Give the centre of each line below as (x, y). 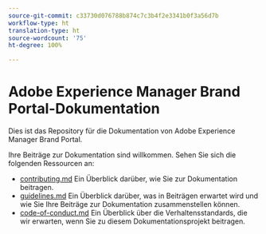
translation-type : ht (44, 30)
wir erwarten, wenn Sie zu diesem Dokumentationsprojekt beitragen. (132, 221)
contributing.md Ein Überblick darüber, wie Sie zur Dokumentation (128, 179)
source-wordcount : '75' (48, 38)
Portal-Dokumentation (84, 109)
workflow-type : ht (39, 23)
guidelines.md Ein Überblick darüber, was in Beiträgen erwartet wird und (139, 196)
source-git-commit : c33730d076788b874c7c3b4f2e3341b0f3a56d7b (113, 16)
